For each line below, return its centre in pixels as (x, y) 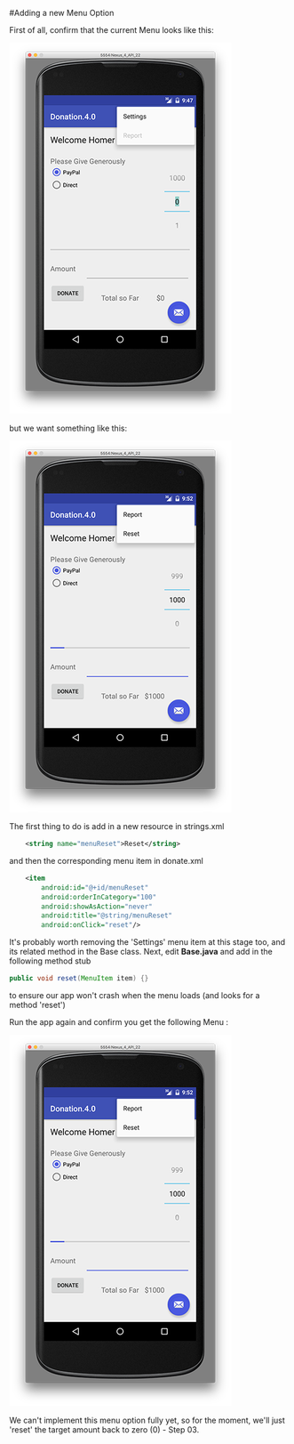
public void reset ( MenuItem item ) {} (79, 979)
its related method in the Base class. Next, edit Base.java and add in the (141, 952)
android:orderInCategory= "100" (99, 897)
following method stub (50, 961)
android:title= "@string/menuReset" (107, 916)
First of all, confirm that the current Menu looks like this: (112, 30)
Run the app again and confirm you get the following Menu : (119, 1022)
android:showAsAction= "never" (97, 907)
